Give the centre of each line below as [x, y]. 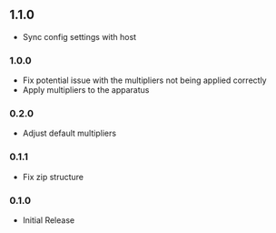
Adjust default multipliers [69, 133]
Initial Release [49, 220]
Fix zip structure [53, 177]
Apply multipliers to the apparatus [86, 90]
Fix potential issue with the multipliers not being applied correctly [144, 80]
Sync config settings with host [79, 36]
